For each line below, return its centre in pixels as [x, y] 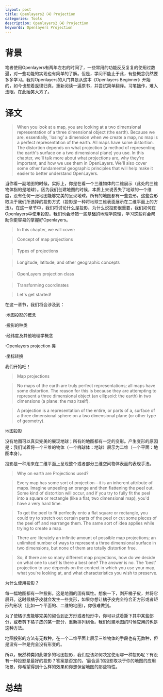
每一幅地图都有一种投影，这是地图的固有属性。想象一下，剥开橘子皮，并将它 [81, 593]
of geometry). [31, 421]
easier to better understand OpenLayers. [57, 173]
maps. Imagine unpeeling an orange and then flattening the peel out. [85, 488]
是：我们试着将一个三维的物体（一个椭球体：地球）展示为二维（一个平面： [79, 447]
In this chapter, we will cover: [46, 229]
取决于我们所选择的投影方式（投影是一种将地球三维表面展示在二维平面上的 [79, 202]
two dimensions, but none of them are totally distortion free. [77, 548]
